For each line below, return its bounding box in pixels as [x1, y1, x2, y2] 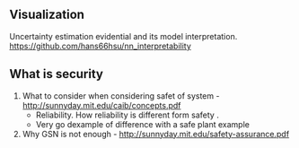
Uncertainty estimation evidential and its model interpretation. [9, 30, 238, 41]
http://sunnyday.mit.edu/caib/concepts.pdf [22, 100, 181, 110]
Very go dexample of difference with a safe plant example [35, 118, 250, 129]
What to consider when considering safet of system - [22, 90, 220, 101]
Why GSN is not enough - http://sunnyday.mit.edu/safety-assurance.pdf [22, 128, 290, 139]
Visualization [9, 7, 85, 22]
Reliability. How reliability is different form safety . [35, 109, 220, 120]
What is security [9, 66, 103, 82]
